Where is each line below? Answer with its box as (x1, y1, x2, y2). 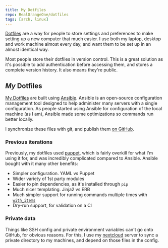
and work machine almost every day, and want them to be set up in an (5, 41, 151, 47)
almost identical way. (5, 46, 49, 53)
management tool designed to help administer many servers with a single (5, 100, 157, 106)
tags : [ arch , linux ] (5, 17, 49, 22)
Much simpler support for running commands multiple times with (12, 192, 147, 198)
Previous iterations (5, 139, 53, 146)
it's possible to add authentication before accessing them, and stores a (5, 61, 153, 68)
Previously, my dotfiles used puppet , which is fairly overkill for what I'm (5, 150, 153, 156)
